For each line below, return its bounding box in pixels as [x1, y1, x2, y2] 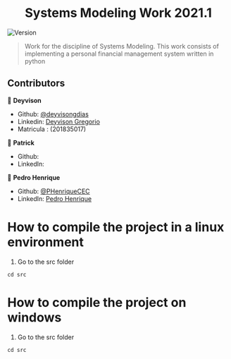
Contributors [7, 78, 65, 90]
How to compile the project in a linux [7, 219, 225, 235]
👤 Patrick [7, 138, 35, 147]
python [24, 56, 46, 65]
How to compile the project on [7, 294, 187, 310]
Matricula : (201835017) [17, 125, 87, 133]
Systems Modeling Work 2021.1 [24, 5, 213, 21]
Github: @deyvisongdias [17, 109, 89, 118]
